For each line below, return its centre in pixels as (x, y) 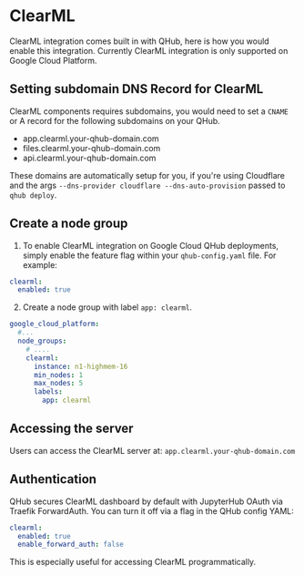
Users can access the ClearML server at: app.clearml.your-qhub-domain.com (152, 450)
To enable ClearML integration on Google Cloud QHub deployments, (151, 245)
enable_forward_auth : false (71, 545)
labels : (48, 392)
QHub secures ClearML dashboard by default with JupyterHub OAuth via (147, 501)
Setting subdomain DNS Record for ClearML (137, 89)
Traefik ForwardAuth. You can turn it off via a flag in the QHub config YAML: (152, 510)
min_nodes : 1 (58, 375)
